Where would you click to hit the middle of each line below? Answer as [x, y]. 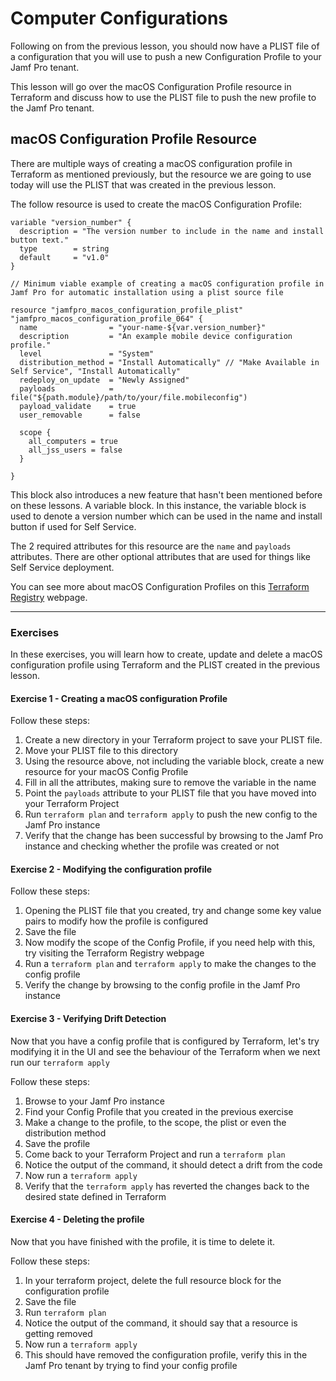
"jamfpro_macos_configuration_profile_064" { [106, 318]
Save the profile [57, 1143]
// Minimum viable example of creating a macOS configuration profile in [167, 283]
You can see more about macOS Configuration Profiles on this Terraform [160, 586]
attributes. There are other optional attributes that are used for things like [160, 556]
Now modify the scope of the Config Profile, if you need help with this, [170, 943]
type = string [64, 248]
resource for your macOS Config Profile [106, 772]
